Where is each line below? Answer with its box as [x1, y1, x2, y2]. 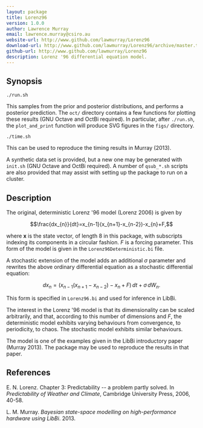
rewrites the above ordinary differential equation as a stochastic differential [6, 264, 193, 271]
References [6, 368, 51, 378]
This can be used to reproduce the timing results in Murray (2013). [6, 144, 172, 152]
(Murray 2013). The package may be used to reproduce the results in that [6, 344, 189, 351]
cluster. [6, 175, 25, 183]
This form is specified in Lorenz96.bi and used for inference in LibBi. [6, 294, 177, 302]
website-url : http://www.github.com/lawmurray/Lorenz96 [6, 37, 150, 43]
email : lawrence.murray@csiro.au [6, 31, 91, 37]
